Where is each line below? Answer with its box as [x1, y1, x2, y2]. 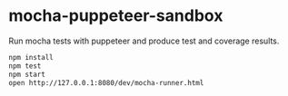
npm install [8, 53, 54, 62]
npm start [8, 70, 46, 79]
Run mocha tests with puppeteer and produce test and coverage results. [8, 35, 280, 46]
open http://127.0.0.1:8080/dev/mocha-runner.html [8, 78, 204, 87]
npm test [8, 61, 42, 71]
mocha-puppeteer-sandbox [8, 5, 223, 26]
